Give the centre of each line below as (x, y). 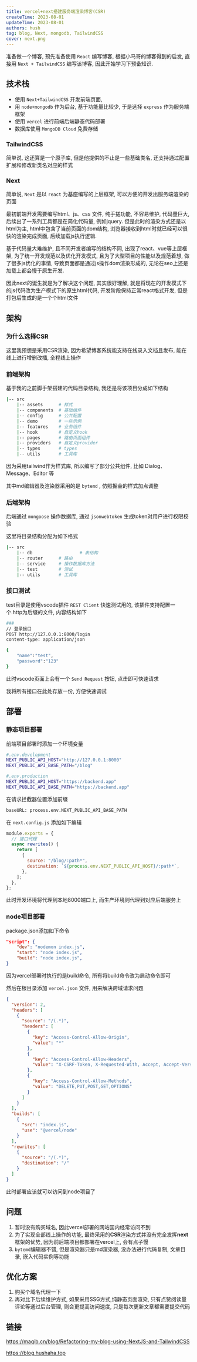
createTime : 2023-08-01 (35, 17)
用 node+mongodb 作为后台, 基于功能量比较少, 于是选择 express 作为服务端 (102, 106)
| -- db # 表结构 (57, 553)
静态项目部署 (24, 729)
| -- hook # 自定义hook (52, 432)
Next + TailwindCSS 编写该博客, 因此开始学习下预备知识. (85, 63)
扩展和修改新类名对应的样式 (40, 165)
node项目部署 (26, 916)
